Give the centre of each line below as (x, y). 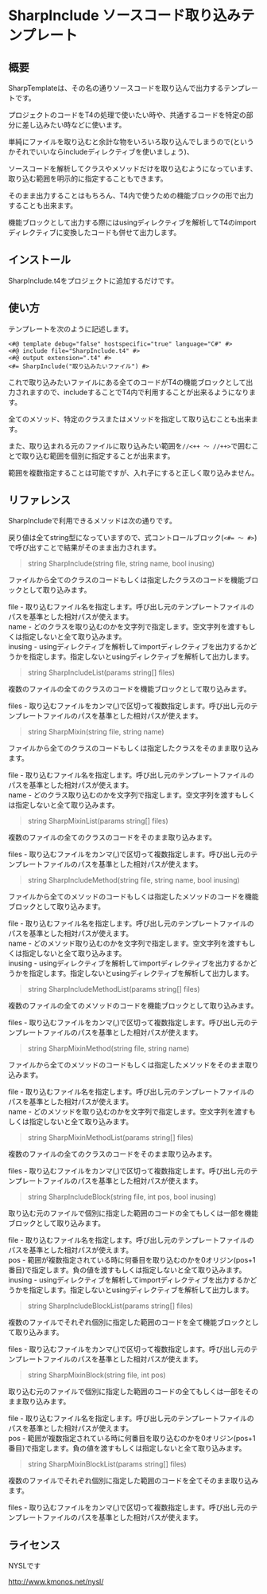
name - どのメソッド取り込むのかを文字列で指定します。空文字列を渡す (125, 943)
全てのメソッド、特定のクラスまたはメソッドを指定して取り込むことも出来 (130, 419)
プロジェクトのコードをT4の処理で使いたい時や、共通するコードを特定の (127, 115)
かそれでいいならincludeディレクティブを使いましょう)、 (101, 152)
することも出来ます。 (43, 206)
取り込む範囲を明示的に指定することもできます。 (88, 178)
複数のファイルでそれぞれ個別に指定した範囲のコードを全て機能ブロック (126, 1322)
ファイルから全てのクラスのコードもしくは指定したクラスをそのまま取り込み (133, 748)
